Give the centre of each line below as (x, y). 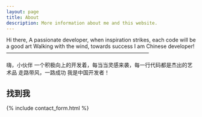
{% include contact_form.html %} (48, 108)
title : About (23, 17)
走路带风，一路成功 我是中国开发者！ (64, 73)
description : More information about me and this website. (82, 23)
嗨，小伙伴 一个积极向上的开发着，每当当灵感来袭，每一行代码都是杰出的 (97, 65)
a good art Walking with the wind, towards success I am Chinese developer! (100, 46)
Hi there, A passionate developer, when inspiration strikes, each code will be (101, 40)
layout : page (23, 12)
